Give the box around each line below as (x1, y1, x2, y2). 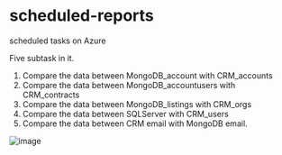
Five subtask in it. (9, 52, 75, 63)
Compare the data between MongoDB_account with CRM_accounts (22, 69, 273, 81)
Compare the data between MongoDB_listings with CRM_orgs (22, 98, 252, 109)
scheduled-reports (9, 5, 155, 26)
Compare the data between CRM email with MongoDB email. (22, 118, 248, 129)
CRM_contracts (22, 89, 80, 100)
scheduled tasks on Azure (9, 35, 106, 46)
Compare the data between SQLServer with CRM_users (22, 108, 230, 119)
